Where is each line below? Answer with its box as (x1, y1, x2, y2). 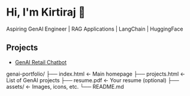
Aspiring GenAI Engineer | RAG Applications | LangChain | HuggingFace (6, 25, 183, 32)
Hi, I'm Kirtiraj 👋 (6, 5, 86, 19)
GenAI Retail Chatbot (14, 58, 67, 65)
